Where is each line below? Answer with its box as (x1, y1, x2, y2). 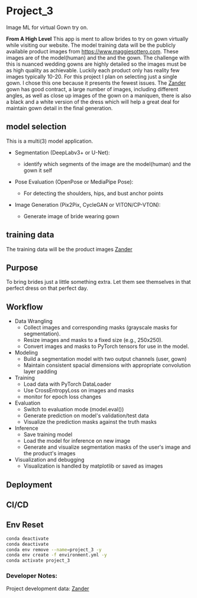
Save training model (23, 431, 73, 438)
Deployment (6, 479, 53, 490)
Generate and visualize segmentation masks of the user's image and (23, 443, 191, 451)
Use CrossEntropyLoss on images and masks (23, 387, 134, 394)
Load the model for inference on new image (23, 437, 131, 444)
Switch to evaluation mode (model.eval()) (23, 406, 124, 413)
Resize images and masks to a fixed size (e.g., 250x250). (23, 337, 163, 344)
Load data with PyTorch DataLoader (23, 380, 111, 388)
